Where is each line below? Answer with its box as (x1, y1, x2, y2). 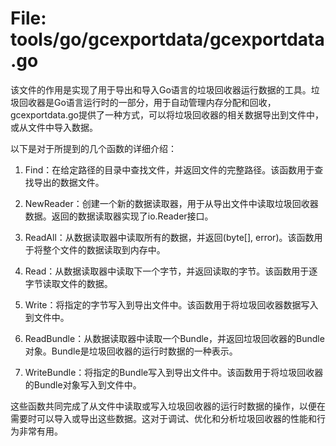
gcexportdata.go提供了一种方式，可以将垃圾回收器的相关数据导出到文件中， (10, 108, 324, 121)
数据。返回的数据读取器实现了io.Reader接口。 (24, 210, 214, 222)
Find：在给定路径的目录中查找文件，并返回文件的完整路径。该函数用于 (24, 163, 315, 176)
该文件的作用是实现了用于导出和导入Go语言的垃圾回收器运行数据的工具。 (10, 83, 312, 96)
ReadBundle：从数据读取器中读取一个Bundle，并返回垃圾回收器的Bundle (24, 332, 325, 344)
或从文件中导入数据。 (10, 121, 98, 133)
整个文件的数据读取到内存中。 (42, 243, 166, 256)
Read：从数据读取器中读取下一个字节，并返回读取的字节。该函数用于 (24, 265, 310, 277)
